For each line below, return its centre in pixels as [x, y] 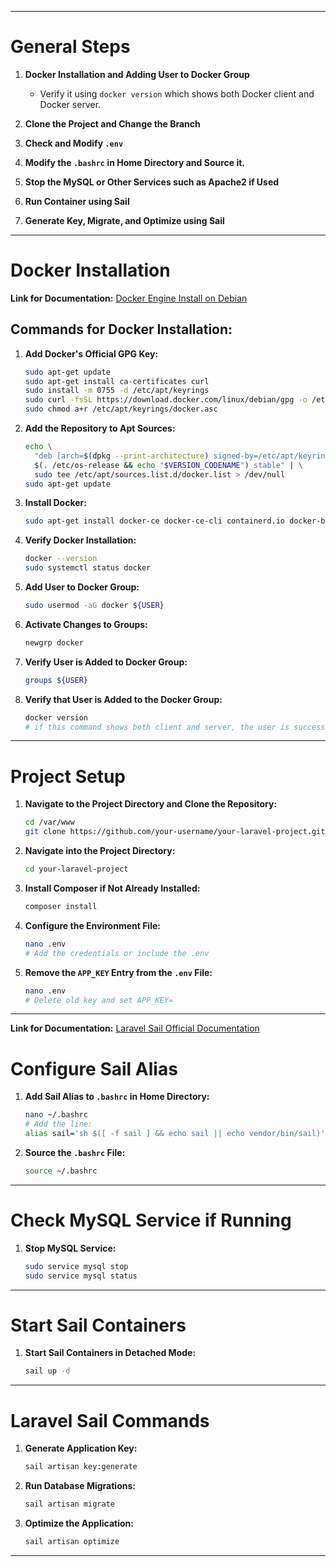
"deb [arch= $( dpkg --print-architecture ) [122, 456]
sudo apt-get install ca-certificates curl [117, 381]
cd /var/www [49, 822]
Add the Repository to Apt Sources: [100, 428]
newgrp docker [54, 642]
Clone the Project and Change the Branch [112, 123]
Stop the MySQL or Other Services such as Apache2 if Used [152, 182]
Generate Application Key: [81, 1448]
